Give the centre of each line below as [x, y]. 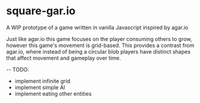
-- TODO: [18, 69]
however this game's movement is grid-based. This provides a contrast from [100, 45]
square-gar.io [41, 11]
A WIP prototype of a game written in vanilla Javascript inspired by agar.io [97, 27]
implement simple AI [40, 87]
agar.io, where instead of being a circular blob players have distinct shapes [99, 51]
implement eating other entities [53, 93]
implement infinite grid [42, 81]
